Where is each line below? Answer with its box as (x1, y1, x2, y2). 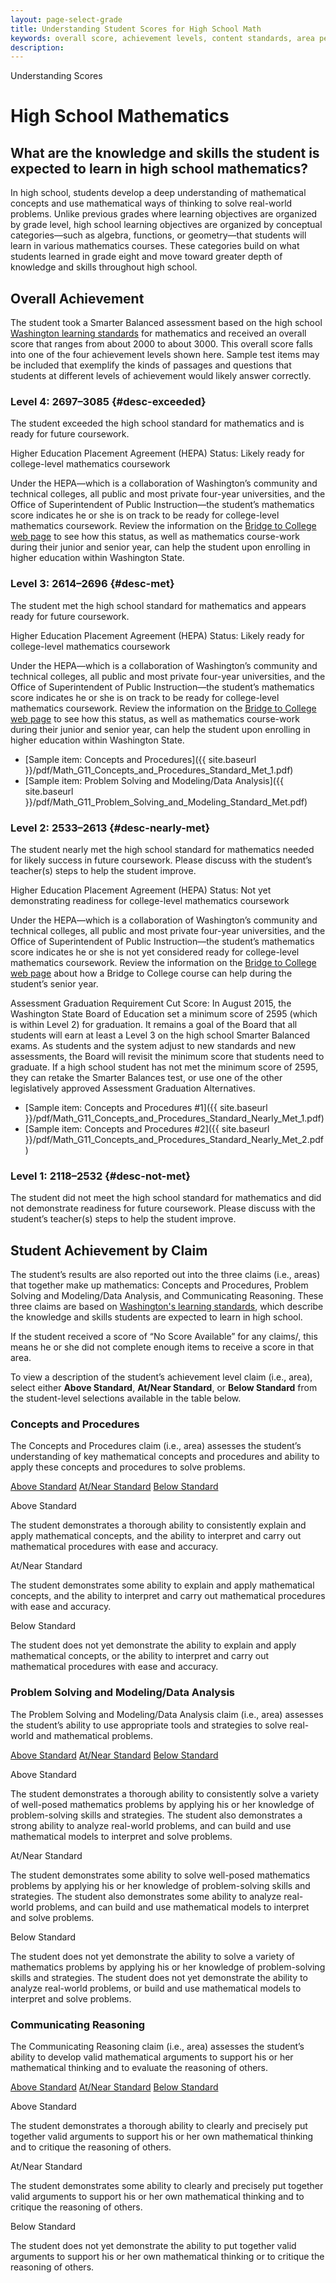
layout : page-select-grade (10, 14, 123, 25)
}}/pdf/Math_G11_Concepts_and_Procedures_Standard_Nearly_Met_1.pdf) (24, 1112, 325, 1124)
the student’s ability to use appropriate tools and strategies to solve (10, 1719, 288, 1731)
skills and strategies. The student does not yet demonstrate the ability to (10, 1971, 308, 1983)
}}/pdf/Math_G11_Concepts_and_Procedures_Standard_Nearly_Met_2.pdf (24, 1133, 324, 1145)
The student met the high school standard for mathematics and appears (10, 599, 307, 611)
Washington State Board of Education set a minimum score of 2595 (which (10, 1007, 318, 1020)
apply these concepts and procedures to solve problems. (10, 1461, 246, 1473)
